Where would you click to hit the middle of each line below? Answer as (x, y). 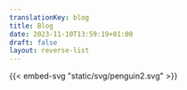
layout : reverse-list (49, 51)
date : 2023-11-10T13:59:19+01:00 (71, 34)
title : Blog (31, 26)
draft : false (33, 42)
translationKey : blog (49, 17)
